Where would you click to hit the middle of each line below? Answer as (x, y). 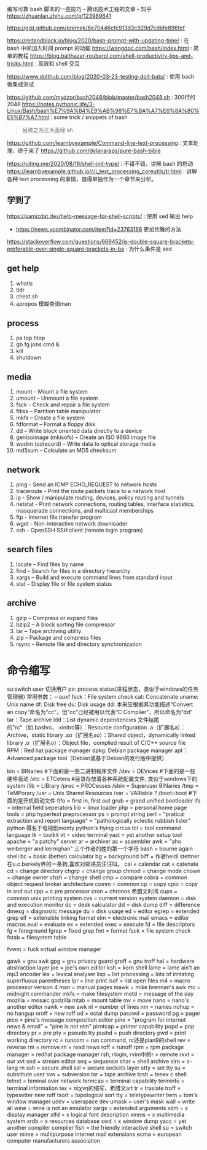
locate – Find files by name (50, 564)
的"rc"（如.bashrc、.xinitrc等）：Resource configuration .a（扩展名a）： (96, 727)
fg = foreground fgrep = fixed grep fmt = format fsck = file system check (99, 930)
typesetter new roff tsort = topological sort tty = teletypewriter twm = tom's (103, 1095)
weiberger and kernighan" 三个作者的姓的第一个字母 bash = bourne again (100, 849)
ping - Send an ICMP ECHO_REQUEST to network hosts (86, 484)
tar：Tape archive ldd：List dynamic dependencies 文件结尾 (83, 720)
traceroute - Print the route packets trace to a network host (91, 491)
